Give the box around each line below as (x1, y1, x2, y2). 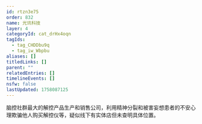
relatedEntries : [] (6, 70, 55, 76)
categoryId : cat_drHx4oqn (6, 31, 71, 37)
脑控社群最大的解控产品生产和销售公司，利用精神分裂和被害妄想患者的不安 (6, 104, 191, 111)
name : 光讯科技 (6, 20, 41, 26)
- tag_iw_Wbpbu (11, 48, 50, 54)
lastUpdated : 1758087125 (6, 87, 69, 93)
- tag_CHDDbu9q (11, 43, 50, 49)
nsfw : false (6, 81, 36, 87)
